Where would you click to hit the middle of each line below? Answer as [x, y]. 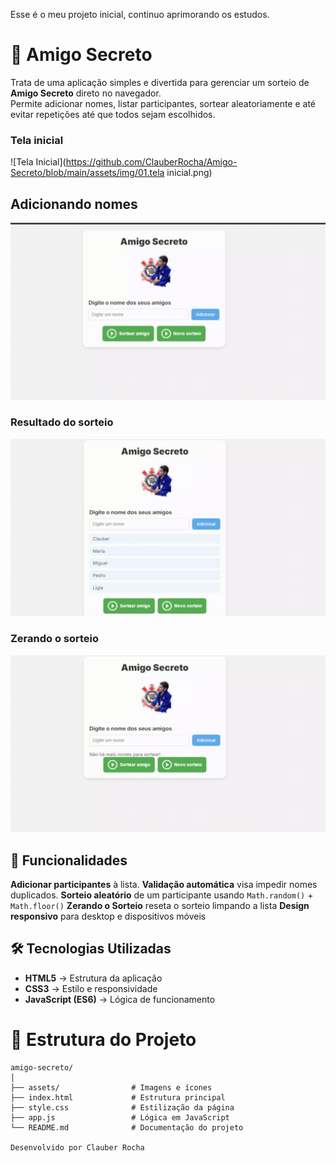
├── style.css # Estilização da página [122, 1107]
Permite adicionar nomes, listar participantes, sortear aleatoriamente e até [163, 103]
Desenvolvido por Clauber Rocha [77, 1147]
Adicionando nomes [74, 204]
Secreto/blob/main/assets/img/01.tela [87, 173]
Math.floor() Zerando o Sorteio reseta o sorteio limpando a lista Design [160, 905]
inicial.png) [189, 173]
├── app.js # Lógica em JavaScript [120, 1117]
